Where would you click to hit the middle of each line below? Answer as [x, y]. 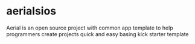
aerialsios [31, 11]
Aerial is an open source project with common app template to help [90, 28]
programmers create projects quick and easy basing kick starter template [97, 34]
